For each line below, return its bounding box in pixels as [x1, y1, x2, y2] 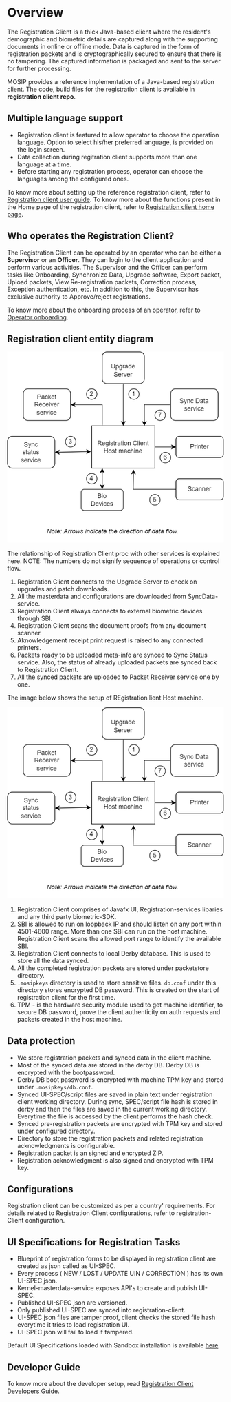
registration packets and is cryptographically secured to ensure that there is [7, 50, 222, 58]
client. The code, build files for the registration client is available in [7, 85, 195, 93]
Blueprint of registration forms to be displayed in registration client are [16, 1254, 217, 1263]
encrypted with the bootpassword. [16, 1068, 115, 1076]
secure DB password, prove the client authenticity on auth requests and [16, 1007, 221, 1016]
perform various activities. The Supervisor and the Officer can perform [7, 263, 208, 271]
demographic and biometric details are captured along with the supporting [7, 34, 219, 43]
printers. [16, 644, 41, 652]
